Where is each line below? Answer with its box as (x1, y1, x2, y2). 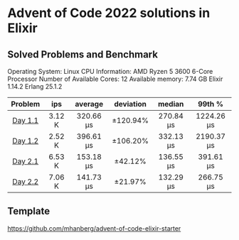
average (75, 99, 104, 109)
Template (7, 205, 51, 217)
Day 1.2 (12, 136, 39, 146)
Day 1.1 (12, 116, 39, 125)
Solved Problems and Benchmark (7, 48, 159, 60)
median (157, 99, 184, 109)
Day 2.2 (12, 177, 39, 186)
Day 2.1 (12, 156, 39, 166)
